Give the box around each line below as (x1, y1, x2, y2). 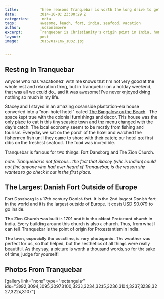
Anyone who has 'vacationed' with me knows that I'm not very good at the (5, 79, 155, 84)
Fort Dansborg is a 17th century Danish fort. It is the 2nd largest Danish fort (5, 196, 156, 202)
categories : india (5, 16, 51, 21)
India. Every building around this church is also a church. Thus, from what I (5, 221, 156, 227)
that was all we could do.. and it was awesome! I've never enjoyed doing (5, 89, 151, 95)
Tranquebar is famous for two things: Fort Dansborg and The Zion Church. (5, 149, 155, 155)
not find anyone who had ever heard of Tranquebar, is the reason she (5, 164, 145, 170)
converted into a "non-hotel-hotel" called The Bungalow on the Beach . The (5, 108, 157, 115)
